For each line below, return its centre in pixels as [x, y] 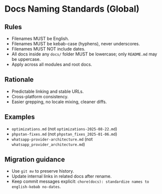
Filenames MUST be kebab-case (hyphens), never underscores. [76, 44]
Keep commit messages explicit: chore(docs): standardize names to [80, 181]
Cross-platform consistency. [40, 96]
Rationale [19, 79]
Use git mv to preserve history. [43, 171]
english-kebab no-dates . [36, 187]
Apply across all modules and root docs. [52, 64]
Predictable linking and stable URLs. [48, 91]
